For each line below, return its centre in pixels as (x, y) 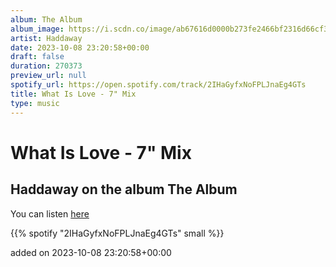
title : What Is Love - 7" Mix (73, 94)
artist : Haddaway (46, 38)
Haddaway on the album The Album (124, 189)
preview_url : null (48, 76)
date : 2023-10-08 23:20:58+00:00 (80, 47)
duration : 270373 (46, 66)
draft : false (37, 57)
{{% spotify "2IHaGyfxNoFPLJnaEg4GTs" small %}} (117, 233)
